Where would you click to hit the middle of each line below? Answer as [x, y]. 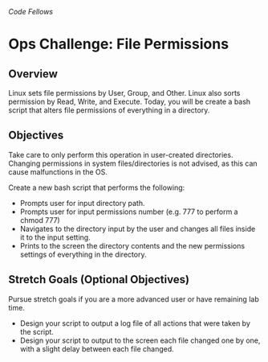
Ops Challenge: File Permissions [119, 44]
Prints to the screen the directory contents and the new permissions [132, 245]
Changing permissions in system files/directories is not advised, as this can [133, 163]
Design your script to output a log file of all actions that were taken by [135, 323]
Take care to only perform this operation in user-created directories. [121, 154]
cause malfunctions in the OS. [58, 171]
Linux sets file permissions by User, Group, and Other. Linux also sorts [124, 93]
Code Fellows [31, 12]
